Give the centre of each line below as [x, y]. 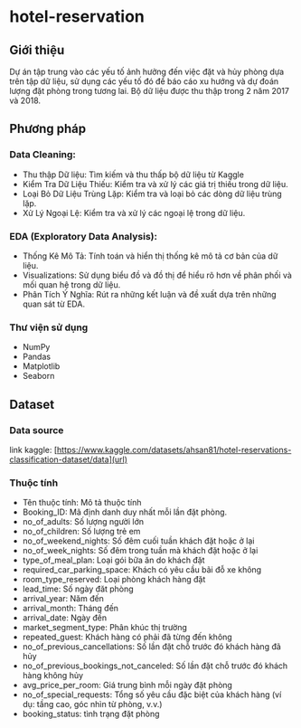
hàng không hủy [53, 676]
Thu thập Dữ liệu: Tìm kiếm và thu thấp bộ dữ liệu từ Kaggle [133, 175]
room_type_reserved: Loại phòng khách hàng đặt [114, 580]
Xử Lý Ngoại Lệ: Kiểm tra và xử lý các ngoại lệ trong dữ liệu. [134, 213]
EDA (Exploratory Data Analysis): [84, 236]
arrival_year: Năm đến [63, 599]
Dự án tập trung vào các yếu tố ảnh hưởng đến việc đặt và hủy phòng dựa [147, 71]
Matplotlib [41, 366]
